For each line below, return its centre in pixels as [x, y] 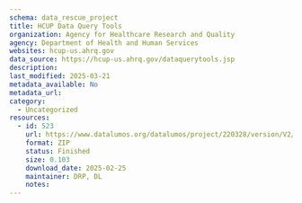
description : [34, 68]
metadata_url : [36, 93]
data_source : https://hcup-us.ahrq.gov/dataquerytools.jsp [122, 59]
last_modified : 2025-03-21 [60, 76]
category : [28, 101]
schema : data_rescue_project [64, 18]
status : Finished [58, 151]
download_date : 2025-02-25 [76, 168]
